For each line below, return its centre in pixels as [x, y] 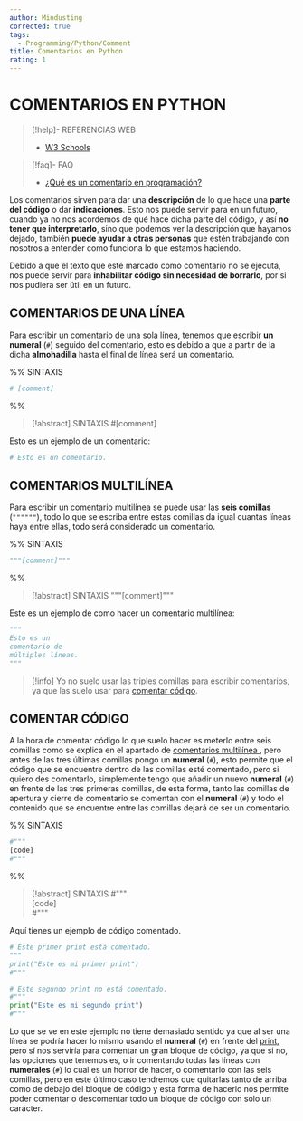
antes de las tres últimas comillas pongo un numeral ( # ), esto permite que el [151, 760]
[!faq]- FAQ [52, 165]
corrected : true [40, 26]
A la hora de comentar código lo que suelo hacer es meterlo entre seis [141, 741]
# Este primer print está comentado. [80, 947]
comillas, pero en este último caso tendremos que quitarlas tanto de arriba [148, 1079]
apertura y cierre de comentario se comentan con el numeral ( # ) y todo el [147, 799]
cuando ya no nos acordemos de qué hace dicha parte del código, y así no [149, 219]
